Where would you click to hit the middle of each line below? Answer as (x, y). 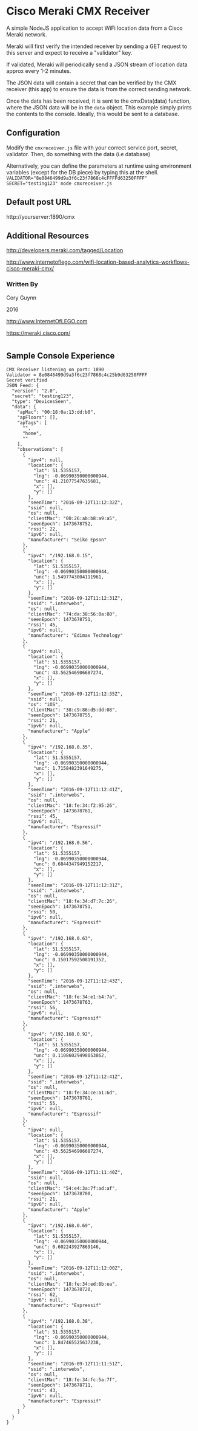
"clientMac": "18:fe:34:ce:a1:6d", (73, 1093)
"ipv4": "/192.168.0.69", (61, 1226)
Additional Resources (48, 235)
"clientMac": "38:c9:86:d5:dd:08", (73, 710)
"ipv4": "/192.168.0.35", (61, 747)
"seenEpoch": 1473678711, (61, 1385)
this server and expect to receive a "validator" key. (69, 52)
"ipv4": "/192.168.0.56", (61, 843)
